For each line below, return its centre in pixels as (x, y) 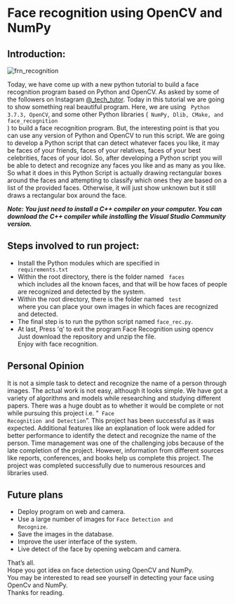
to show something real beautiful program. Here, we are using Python (109, 107)
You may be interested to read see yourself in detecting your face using (111, 578)
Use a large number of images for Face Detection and (95, 520)
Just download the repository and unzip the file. (87, 336)
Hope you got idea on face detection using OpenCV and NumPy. (101, 570)
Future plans (35, 495)
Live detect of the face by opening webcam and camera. (99, 549)
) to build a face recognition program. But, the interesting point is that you (113, 128)
